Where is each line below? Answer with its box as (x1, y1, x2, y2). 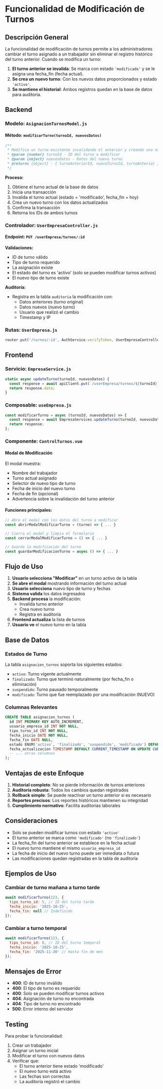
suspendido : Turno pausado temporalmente (12, 687, 98, 693)
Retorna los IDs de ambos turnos (12, 210, 78, 215)
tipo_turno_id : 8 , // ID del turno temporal (9, 940, 101, 946)
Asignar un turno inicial (12, 1048, 59, 1053)
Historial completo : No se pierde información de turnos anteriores (12, 782, 145, 787)
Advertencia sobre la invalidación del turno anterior (12, 496, 115, 502)
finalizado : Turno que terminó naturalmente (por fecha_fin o (12, 676, 134, 682)
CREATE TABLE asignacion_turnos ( (5, 715, 75, 720)
